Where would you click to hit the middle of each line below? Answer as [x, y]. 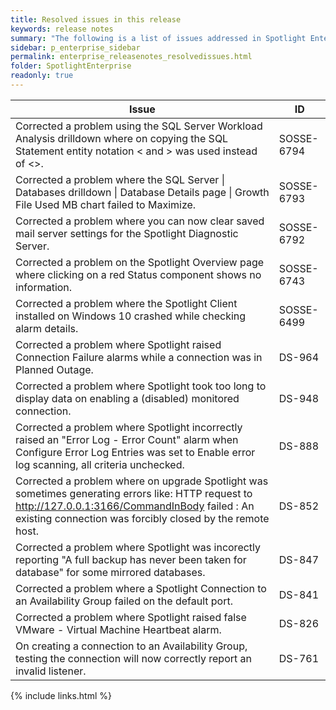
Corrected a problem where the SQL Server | [120, 179]
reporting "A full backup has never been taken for [131, 559]
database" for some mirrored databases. [110, 572]
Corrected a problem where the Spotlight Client [126, 303]
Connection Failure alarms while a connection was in [139, 357]
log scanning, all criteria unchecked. [100, 464]
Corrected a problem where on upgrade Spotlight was [142, 481]
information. [44, 287]
